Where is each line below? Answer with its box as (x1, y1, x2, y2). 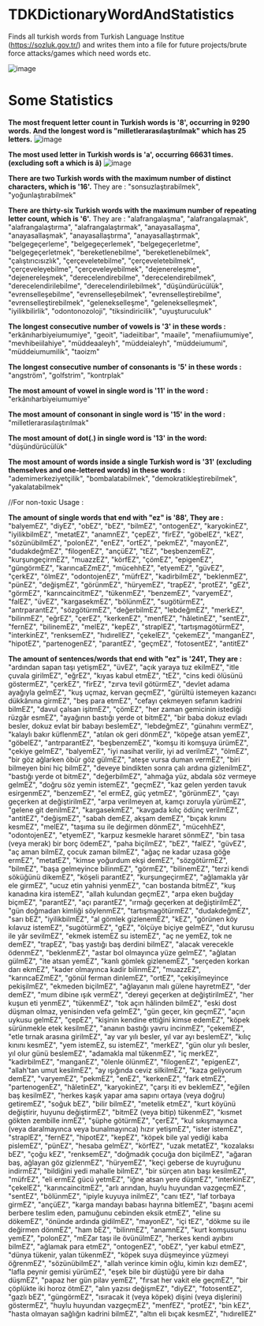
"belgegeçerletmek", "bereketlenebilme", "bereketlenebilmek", (8, 247, 211, 257)
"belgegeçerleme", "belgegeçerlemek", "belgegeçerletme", (8, 239, 201, 248)
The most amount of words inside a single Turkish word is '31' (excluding (8, 457, 252, 466)
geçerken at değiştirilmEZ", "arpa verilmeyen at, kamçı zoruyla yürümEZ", (8, 797, 247, 806)
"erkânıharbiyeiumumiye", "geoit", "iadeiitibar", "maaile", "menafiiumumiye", (8, 330, 254, 339)
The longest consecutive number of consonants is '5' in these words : (8, 362, 242, 371)
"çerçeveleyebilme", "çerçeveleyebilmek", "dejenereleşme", (8, 264, 201, 273)
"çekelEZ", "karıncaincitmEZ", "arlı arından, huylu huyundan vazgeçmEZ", (8, 1183, 247, 1192)
